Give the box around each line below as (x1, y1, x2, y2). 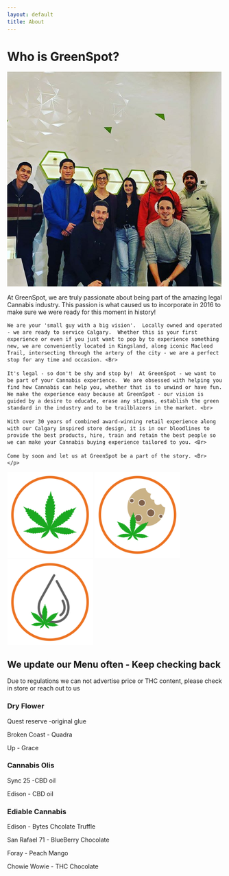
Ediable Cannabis (7, 807, 67, 816)
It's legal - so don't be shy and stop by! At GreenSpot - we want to (7, 370, 216, 377)
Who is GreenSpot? (7, 49, 120, 65)
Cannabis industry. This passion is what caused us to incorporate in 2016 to (7, 301, 221, 309)
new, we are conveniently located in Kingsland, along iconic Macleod (7, 343, 213, 350)
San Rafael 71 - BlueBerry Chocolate (7, 835, 110, 844)
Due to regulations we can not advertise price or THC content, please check (7, 677, 222, 685)
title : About (7, 18, 45, 25)
